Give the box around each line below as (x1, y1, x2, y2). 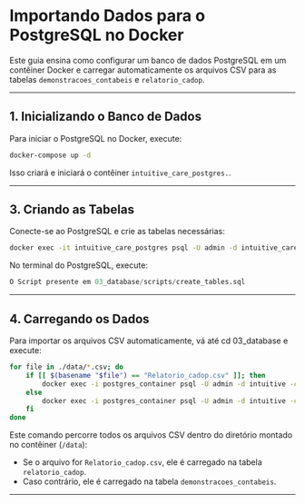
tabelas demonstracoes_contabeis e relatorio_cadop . (9, 74, 205, 84)
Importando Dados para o (9, 5, 206, 26)
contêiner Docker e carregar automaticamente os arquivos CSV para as (9, 64, 277, 75)
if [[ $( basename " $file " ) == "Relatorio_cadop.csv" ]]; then (25, 371, 266, 380)
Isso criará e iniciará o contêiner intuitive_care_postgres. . (9, 167, 231, 178)
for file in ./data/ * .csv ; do (9, 362, 124, 371)
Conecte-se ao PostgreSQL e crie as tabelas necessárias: (9, 226, 225, 237)
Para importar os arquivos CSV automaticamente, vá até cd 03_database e (9, 335, 289, 346)
